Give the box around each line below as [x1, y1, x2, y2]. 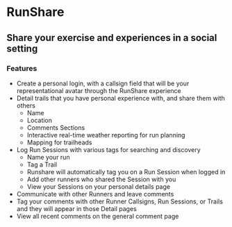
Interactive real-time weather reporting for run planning [26, 131, 185, 139]
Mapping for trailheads [26, 138, 92, 146]
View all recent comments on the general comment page [16, 212, 179, 220]
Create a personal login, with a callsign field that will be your [16, 79, 190, 87]
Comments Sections [26, 123, 85, 132]
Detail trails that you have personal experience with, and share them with [16, 94, 225, 102]
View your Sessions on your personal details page [26, 182, 171, 191]
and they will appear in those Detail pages [16, 204, 137, 212]
